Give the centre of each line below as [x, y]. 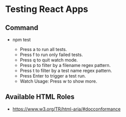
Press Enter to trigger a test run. [53, 76]
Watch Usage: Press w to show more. [58, 81]
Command [22, 28]
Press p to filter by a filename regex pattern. [65, 65]
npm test [21, 39]
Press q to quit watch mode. [49, 60]
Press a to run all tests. [43, 49]
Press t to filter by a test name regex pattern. [66, 70]
